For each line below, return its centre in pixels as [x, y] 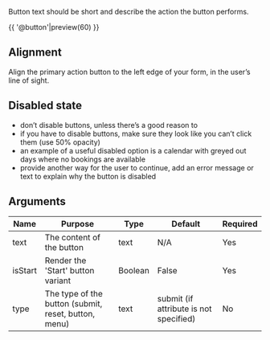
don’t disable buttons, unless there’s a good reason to [109, 125]
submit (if [175, 299]
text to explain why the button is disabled [88, 176]
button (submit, [74, 304]
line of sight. [29, 80]
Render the [65, 260]
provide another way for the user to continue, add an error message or [137, 167]
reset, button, [70, 314]
